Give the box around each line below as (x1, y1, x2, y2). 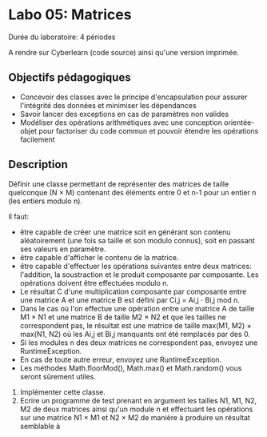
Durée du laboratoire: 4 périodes (8, 32, 116, 42)
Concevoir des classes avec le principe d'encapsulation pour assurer (19, 92, 248, 102)
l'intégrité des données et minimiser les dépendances (19, 100, 197, 110)
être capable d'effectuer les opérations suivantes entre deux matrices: (19, 261, 252, 271)
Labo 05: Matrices (8, 6, 132, 24)
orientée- (223, 118, 255, 127)
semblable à (19, 421, 61, 431)
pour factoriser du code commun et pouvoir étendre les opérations (38, 126, 259, 135)
